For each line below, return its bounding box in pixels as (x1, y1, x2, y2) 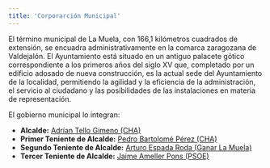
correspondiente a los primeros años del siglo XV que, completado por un (8, 60, 255, 69)
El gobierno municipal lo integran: (8, 110, 120, 120)
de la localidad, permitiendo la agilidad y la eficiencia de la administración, (8, 77, 256, 86)
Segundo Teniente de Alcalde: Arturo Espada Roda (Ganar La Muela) (19, 142, 252, 152)
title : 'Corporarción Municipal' (8, 11, 121, 20)
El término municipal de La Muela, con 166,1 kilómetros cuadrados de (8, 34, 238, 44)
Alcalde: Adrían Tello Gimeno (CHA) (19, 125, 141, 135)
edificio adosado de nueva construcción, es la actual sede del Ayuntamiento (8, 68, 263, 78)
